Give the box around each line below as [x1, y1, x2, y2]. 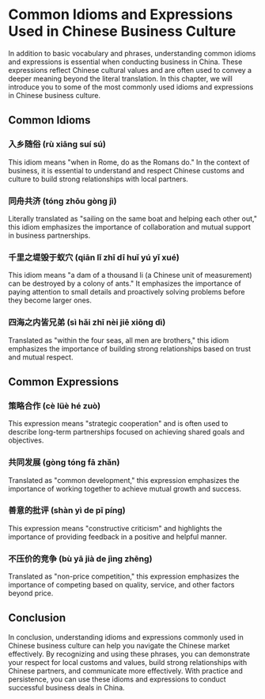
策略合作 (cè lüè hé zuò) [8, 400, 101, 411]
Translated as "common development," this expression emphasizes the [8, 475, 240, 484]
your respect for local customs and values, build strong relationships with [8, 657, 248, 667]
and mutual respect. [8, 352, 74, 362]
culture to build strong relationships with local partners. [8, 174, 188, 184]
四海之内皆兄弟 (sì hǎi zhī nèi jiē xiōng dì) [8, 317, 166, 328]
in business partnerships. [8, 230, 91, 240]
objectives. [8, 435, 44, 445]
